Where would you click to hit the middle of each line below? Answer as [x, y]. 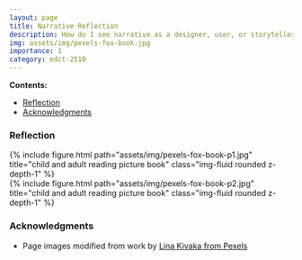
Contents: [28, 85]
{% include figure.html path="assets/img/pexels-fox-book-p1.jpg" [131, 155]
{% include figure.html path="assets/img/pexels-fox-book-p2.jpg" [132, 184]
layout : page [34, 18]
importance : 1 [36, 51]
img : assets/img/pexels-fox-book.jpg [80, 43]
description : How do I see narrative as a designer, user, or [128, 34]
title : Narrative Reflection [64, 26]
